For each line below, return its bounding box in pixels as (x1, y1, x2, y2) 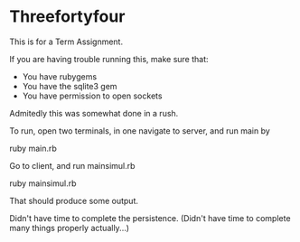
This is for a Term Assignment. (9, 36, 124, 47)
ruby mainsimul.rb (9, 178, 77, 189)
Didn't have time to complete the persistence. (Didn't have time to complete (9, 212, 291, 223)
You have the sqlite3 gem (22, 80, 117, 91)
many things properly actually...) (9, 222, 129, 233)
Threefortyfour (9, 6, 126, 27)
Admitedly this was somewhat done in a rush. (9, 107, 179, 118)
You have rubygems (22, 70, 98, 82)
